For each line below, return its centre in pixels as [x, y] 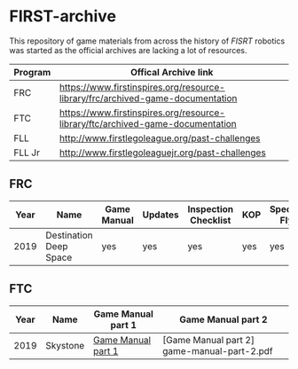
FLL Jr [27, 153]
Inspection [211, 208]
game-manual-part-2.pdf [218, 350]
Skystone [65, 345]
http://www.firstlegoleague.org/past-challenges [160, 137]
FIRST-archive [63, 16]
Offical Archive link [172, 72]
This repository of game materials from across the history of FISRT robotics [147, 41]
